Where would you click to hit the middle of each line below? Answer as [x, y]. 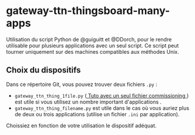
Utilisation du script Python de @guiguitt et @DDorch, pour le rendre [89, 39]
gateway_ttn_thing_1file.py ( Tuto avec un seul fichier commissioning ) [102, 95]
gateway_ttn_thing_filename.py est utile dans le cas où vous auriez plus [102, 108]
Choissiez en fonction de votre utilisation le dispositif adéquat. [81, 125]
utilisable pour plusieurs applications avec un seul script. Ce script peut [93, 46]
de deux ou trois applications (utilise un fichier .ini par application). [97, 114]
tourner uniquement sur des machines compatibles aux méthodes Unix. [93, 51]
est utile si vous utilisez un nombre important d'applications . [88, 102]
